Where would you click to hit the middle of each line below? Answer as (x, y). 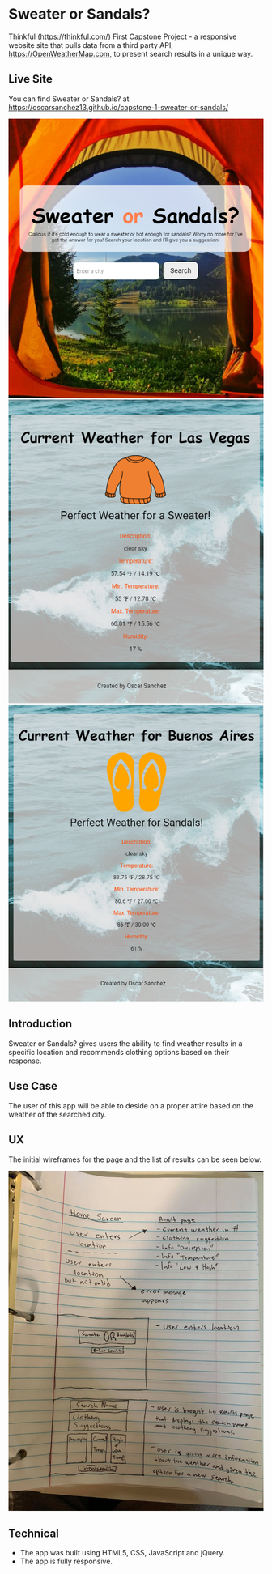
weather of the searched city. (57, 1114)
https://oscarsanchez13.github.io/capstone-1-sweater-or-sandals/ (119, 107)
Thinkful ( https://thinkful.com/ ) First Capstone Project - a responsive (123, 36)
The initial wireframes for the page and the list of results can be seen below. (135, 1159)
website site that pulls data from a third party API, (91, 45)
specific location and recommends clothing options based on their (119, 1052)
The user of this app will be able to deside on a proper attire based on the (131, 1105)
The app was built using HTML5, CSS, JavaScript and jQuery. (122, 1553)
